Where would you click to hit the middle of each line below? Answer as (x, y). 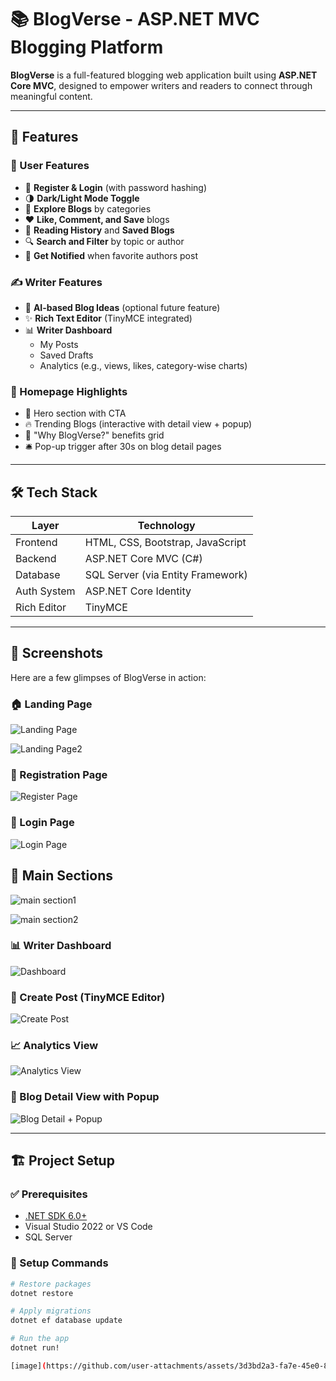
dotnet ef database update (66, 1321)
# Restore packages (51, 1284)
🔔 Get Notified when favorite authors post (111, 255)
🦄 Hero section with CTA (75, 413)
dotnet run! (35, 1348)
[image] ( (28, 1366)
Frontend (36, 543)
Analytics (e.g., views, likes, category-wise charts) (143, 365)
